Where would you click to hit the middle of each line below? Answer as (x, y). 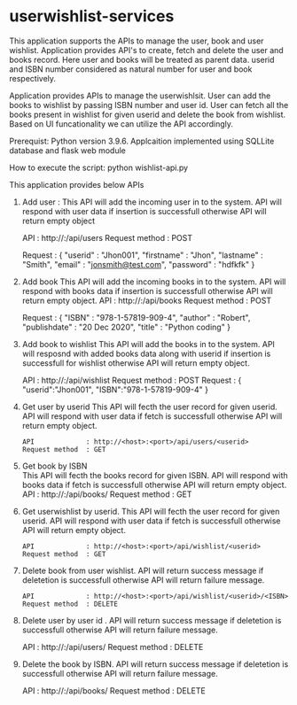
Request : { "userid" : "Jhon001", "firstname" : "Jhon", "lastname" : (142, 255)
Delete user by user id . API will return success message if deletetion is (152, 620)
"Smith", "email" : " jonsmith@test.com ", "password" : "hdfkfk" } (138, 264)
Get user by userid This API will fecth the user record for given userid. (149, 407)
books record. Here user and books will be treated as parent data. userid (142, 59)
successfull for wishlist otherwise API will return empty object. (136, 363)
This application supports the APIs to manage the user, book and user (137, 41)
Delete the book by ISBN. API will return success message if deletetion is (155, 664)
